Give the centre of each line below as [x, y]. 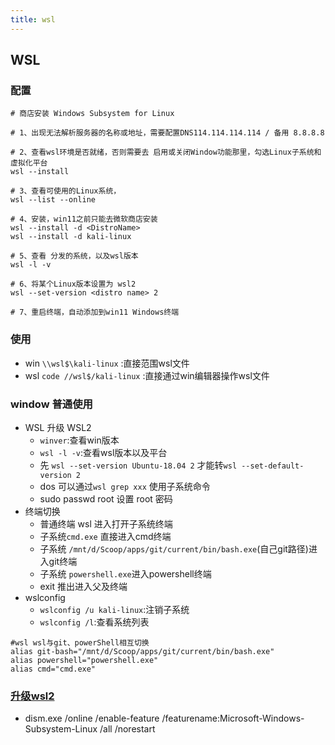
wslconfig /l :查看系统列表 [94, 622]
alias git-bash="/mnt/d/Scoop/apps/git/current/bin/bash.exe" [142, 651]
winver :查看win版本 [79, 440]
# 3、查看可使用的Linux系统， [66, 191]
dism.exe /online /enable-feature [92, 718]
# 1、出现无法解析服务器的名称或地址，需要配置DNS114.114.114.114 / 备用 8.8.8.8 [167, 133]
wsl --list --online [53, 200]
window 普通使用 [51, 404]
